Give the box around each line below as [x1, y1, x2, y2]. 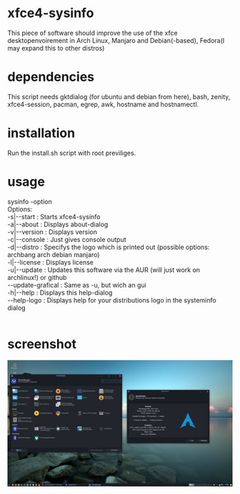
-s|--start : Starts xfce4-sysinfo [7, 212, 101, 221]
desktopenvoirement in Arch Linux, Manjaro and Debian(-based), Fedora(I [7, 36, 225, 44]
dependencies [7, 69, 95, 85]
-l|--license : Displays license [7, 258, 94, 266]
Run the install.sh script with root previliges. [7, 148, 136, 157]
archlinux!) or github [7, 273, 67, 281]
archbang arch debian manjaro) [7, 250, 100, 258]
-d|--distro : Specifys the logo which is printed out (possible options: [7, 243, 210, 251]
